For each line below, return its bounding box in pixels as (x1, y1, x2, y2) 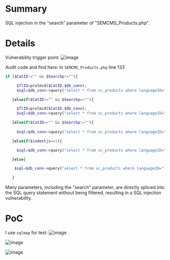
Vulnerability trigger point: (5, 54, 60, 60)
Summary (5, 3, 47, 15)
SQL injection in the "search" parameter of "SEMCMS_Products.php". (5, 20, 150, 26)
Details (5, 38, 35, 49)
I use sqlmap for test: (5, 230, 48, 236)
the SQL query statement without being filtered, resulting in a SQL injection (5, 190, 161, 196)
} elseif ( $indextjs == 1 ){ (12, 138, 62, 143)
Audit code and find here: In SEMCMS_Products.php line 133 (5, 64, 125, 70)
